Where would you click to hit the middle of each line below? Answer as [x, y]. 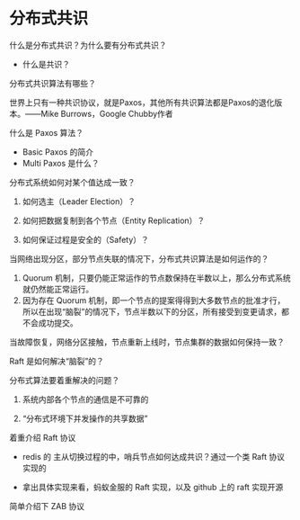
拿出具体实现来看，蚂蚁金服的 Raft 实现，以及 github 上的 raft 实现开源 [153, 487]
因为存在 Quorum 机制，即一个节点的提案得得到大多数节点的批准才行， [154, 300]
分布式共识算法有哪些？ [53, 83]
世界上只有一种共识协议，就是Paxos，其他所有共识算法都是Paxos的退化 [142, 102]
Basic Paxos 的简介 [58, 152]
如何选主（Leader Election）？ [79, 201]
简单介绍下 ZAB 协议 [47, 506]
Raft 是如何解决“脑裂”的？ [57, 361]
